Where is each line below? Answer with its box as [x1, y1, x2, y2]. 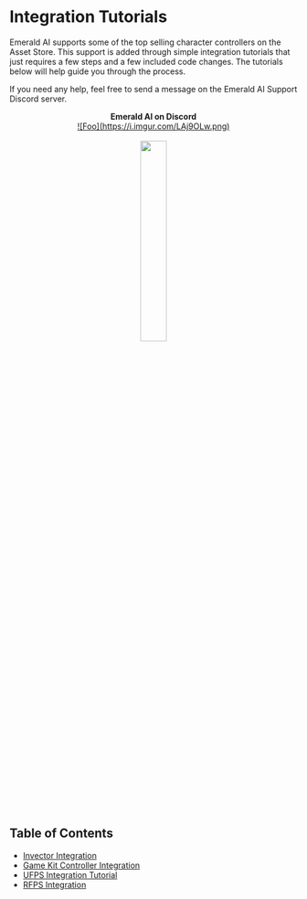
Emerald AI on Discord [110, 111, 197, 122]
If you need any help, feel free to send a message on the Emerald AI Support [9, 83, 298, 94]
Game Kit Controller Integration [22, 860, 141, 871]
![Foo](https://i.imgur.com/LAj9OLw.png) [77, 121, 230, 132]
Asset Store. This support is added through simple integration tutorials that [9, 46, 291, 57]
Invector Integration [22, 850, 98, 861]
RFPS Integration [22, 879, 87, 890]
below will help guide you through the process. [9, 66, 186, 77]
